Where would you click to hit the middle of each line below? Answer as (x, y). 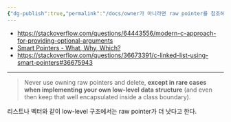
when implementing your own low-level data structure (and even (118, 90)
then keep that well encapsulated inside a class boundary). (107, 96)
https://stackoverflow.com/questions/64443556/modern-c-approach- (117, 33)
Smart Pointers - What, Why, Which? (69, 48)
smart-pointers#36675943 (55, 62)
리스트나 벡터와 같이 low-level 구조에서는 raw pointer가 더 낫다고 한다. (102, 111)
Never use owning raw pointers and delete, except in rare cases (115, 82)
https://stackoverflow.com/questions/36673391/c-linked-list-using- (113, 55)
